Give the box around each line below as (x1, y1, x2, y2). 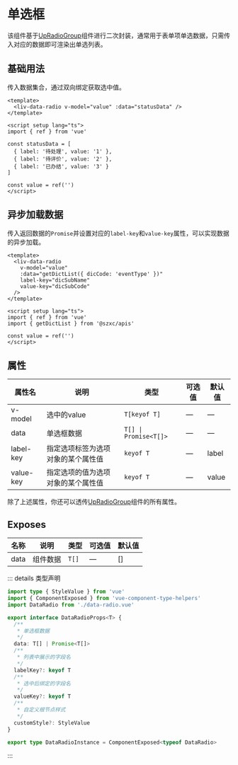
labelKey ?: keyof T (13, 667, 72, 674)
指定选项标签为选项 (46, 444, 111, 454)
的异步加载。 (7, 238, 45, 246)
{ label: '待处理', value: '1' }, (13, 148, 113, 155)
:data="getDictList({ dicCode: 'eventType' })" (20, 270, 163, 277)
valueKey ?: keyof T (13, 693, 72, 701)
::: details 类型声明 (7, 574, 61, 582)
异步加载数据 (7, 209, 64, 221)
